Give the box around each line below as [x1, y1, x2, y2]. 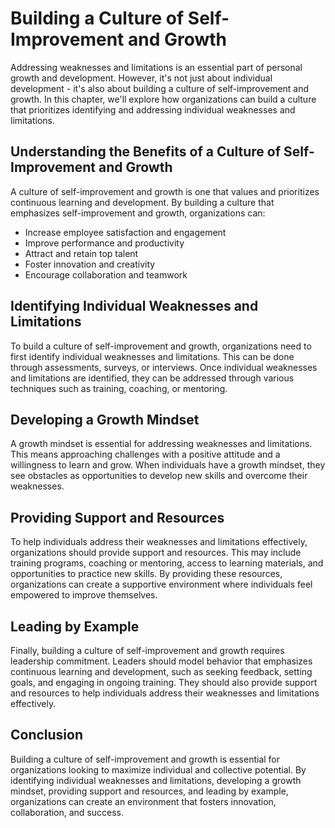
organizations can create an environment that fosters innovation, [10, 795, 277, 807]
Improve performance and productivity [24, 237, 185, 249]
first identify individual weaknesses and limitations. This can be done [10, 350, 295, 362]
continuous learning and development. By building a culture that [10, 196, 275, 208]
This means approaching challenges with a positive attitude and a [10, 448, 281, 461]
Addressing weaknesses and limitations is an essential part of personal [10, 61, 303, 73]
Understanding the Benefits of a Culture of [10, 143, 282, 161]
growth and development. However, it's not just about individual [10, 72, 273, 84]
